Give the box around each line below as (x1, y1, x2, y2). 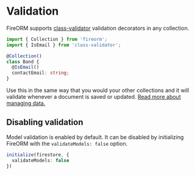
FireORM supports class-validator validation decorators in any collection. (6, 24, 190, 32)
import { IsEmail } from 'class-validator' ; (6, 41, 121, 48)
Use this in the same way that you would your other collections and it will (6, 87, 190, 94)
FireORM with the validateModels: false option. (6, 140, 128, 147)
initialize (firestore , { (6, 151, 69, 158)
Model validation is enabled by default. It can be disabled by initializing (6, 133, 184, 141)
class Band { (6, 59, 40, 65)
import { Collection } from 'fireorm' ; (6, 36, 108, 42)
